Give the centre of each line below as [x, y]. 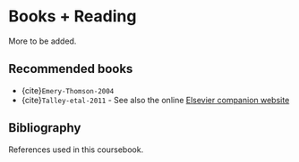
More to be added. [43, 41]
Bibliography [45, 128]
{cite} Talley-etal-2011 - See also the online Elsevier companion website [155, 100]
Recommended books [71, 69]
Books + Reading [73, 16]
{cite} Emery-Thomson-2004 [68, 90]
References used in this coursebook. [76, 150]
